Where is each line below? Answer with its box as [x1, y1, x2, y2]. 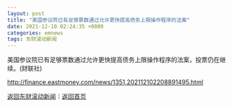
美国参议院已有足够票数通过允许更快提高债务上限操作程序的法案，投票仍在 [7, 56, 220, 64]
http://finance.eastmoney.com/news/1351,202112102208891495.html [7, 78, 203, 86]
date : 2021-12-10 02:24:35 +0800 [7, 23, 104, 30]
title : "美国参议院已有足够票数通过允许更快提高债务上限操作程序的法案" [7, 17, 191, 23]
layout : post [7, 10, 45, 17]
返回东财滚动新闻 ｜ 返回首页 [7, 93, 87, 101]
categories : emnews [7, 29, 64, 37]
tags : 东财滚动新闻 [7, 36, 58, 43]
